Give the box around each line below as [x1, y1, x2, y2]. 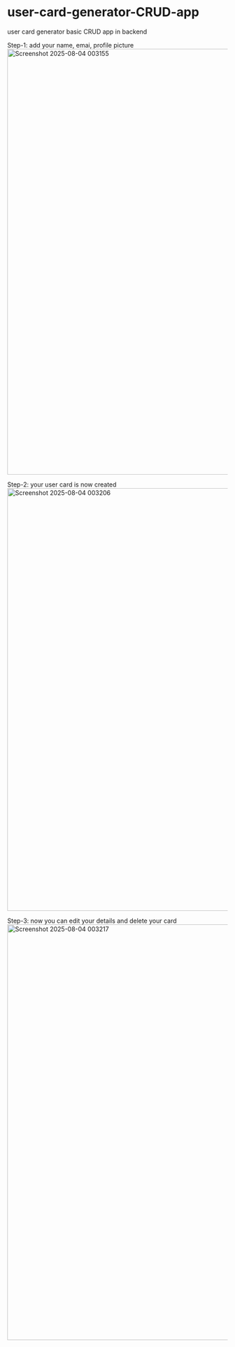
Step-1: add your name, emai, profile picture [7, 41, 134, 49]
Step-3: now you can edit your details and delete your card [7, 916, 177, 925]
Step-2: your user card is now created [7, 480, 117, 489]
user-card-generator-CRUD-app [7, 4, 199, 20]
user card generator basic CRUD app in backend [7, 27, 148, 36]
